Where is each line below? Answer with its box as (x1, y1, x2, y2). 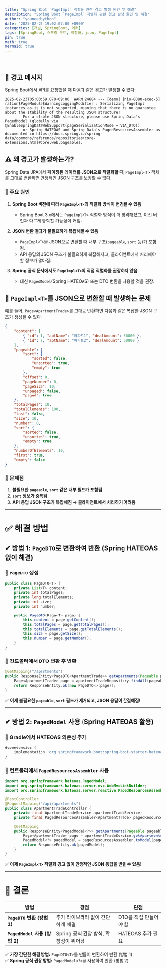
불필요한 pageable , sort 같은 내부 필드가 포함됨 (12, 486, 103, 492)
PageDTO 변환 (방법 (7, 914, 48, 921)
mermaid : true (5, 44, 35, 49)
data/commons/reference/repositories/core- (5, 136, 96, 141)
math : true (5, 40, 28, 44)
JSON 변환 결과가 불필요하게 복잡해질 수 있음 (12, 228, 99, 234)
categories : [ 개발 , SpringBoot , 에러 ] (5, 26, 81, 31)
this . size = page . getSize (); (23, 631, 83, 636)
